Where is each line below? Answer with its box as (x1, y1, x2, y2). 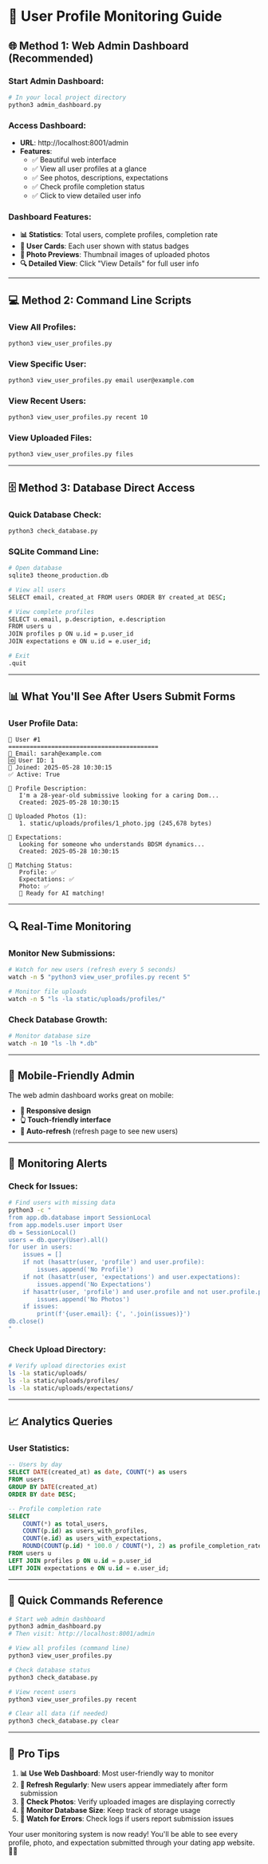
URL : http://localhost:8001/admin (19, 137, 129, 147)
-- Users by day (8, 1461, 62, 1469)
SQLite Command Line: (8, 546, 100, 557)
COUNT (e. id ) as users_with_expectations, (22, 1534, 162, 1543)
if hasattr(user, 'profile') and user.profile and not (22, 1288, 209, 1296)
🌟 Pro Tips (8, 1747, 60, 1760)
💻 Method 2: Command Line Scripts (8, 293, 192, 307)
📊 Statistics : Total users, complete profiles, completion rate (19, 230, 218, 239)
